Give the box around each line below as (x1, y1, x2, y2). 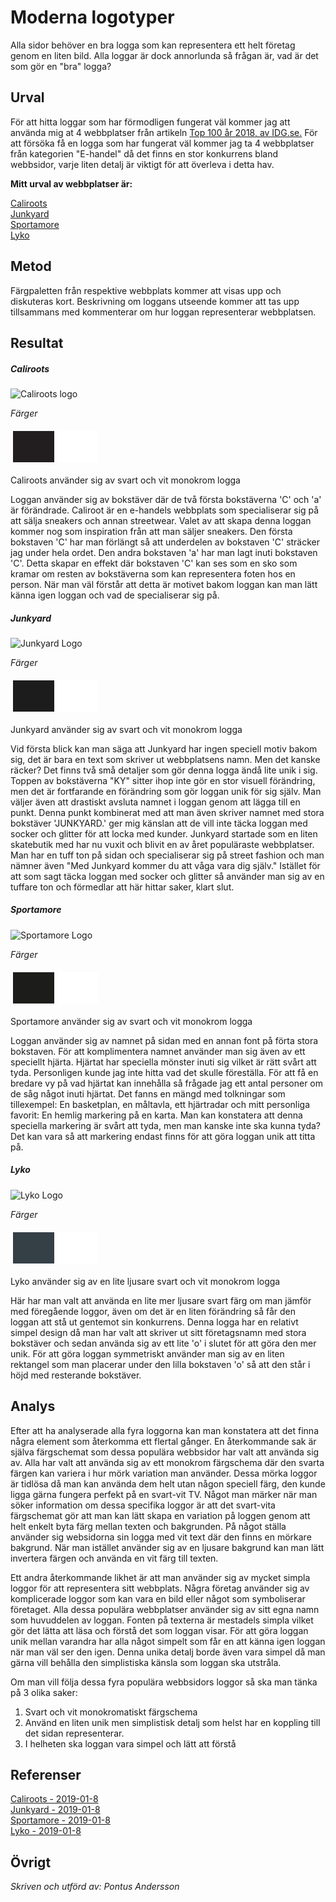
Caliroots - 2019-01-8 (10, 1793, 99, 1805)
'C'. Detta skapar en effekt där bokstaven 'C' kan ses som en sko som (10, 557, 298, 569)
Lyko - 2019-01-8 (10, 1825, 82, 1837)
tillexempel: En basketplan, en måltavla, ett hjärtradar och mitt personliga (10, 1098, 311, 1110)
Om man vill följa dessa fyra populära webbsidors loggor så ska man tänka (10, 1676, 318, 1688)
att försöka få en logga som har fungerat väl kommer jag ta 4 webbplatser (10, 137, 315, 149)
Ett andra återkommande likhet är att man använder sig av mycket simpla (10, 1571, 311, 1583)
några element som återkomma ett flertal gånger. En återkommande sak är (10, 1435, 317, 1447)
